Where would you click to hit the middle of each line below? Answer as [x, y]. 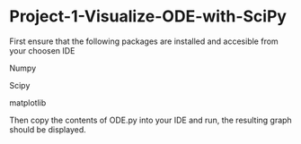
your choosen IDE [42, 50]
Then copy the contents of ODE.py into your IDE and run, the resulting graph [150, 120]
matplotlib [28, 102]
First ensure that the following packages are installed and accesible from [144, 41]
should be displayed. [48, 129]
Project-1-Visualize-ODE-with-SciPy [148, 17]
